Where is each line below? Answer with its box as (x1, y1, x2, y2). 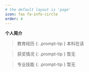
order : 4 (5, 16, 23, 21)
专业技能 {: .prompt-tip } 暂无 (17, 62, 76, 68)
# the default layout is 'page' (5, 7, 71, 12)
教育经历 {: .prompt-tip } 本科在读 (17, 41, 84, 47)
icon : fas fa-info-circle (5, 12, 58, 17)
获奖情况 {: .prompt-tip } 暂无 (17, 51, 76, 57)
